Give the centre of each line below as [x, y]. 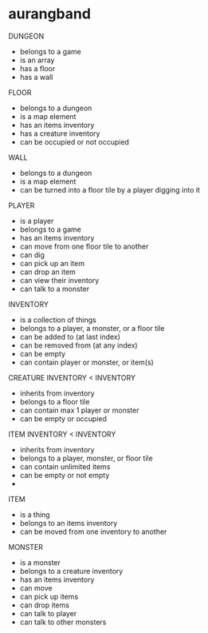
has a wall [36, 77]
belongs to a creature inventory [71, 571]
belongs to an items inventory [69, 523]
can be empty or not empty [65, 475]
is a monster [40, 562]
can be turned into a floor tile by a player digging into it [110, 189]
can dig [32, 255]
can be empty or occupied [63, 418]
